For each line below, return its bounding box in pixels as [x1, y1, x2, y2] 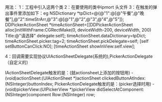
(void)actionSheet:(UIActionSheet [5, 75, 72, 81]
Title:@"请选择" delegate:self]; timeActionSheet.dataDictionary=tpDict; [5, 33, 146, 38]
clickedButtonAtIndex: [101, 75, 146, 81]
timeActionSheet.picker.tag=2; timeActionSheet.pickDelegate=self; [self [5, 38, 149, 44]
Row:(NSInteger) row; [52, 92, 96, 97]
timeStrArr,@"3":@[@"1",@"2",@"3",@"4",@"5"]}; [26, 17, 125, 22]
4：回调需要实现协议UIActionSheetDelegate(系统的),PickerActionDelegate [5, 53, 153, 59]
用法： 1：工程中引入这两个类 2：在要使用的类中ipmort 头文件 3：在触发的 [5, 4, 153, 10]
